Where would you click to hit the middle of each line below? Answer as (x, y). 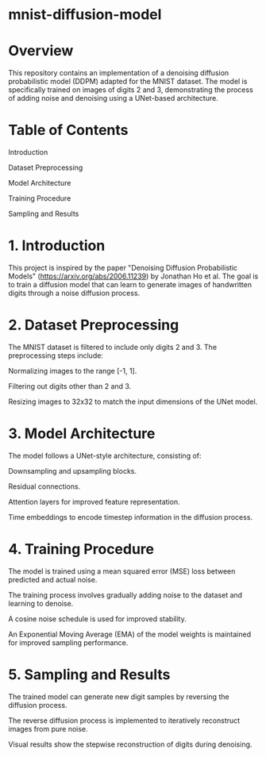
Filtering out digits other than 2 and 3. (70, 386)
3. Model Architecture (82, 434)
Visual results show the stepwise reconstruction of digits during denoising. (130, 744)
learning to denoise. (41, 603)
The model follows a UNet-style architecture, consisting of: (105, 455)
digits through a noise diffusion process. (74, 293)
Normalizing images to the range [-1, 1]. (73, 371)
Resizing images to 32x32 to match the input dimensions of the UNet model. (133, 402)
